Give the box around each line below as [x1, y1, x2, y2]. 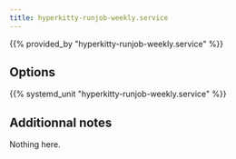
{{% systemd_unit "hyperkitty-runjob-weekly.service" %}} [9, 88, 227, 100]
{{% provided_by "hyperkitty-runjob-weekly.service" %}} [9, 38, 224, 49]
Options [9, 65, 56, 80]
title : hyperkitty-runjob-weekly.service [9, 13, 169, 23]
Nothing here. [9, 139, 61, 150]
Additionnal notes [9, 114, 113, 130]
